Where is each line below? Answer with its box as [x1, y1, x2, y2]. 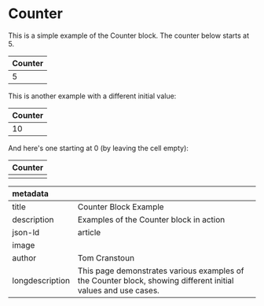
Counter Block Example [77, 201, 164, 212]
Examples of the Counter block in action [77, 214, 225, 225]
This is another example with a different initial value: [8, 91, 177, 101]
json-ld [12, 227, 40, 238]
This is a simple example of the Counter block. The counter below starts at [8, 31, 250, 40]
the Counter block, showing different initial [77, 275, 234, 286]
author [12, 253, 37, 264]
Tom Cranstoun [77, 253, 135, 264]
